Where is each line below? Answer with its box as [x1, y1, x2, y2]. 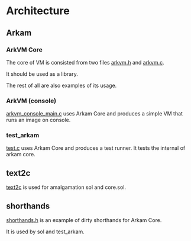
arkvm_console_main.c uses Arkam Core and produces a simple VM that [6, 110, 183, 117]
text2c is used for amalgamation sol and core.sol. [6, 184, 126, 191]
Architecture [6, 4, 70, 18]
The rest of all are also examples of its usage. [6, 82, 117, 89]
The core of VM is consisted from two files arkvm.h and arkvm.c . [6, 59, 164, 66]
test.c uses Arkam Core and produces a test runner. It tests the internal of [6, 144, 186, 152]
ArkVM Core [6, 46, 43, 54]
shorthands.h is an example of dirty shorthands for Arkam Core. [6, 217, 162, 224]
